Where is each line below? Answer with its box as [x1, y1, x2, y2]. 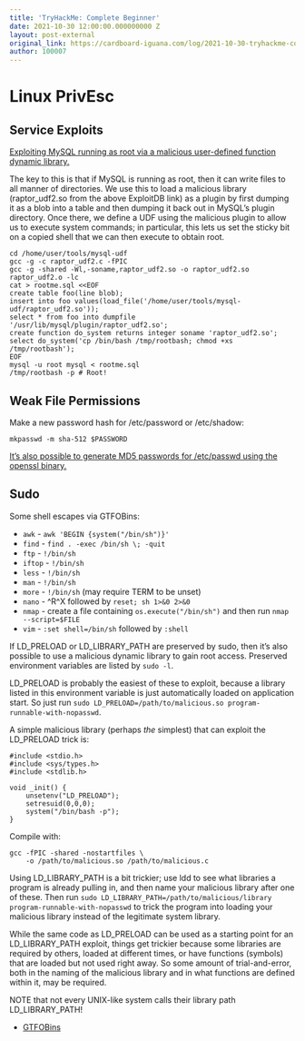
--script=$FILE [22, 615, 81, 624]
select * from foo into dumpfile [9, 312, 136, 322]
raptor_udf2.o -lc [9, 273, 79, 283]
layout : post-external [9, 30, 95, 39]
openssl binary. [9, 460, 67, 471]
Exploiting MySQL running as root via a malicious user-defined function [9, 146, 277, 157]
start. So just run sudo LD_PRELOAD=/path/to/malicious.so [9, 697, 224, 708]
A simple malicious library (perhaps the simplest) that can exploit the [9, 724, 266, 735]
